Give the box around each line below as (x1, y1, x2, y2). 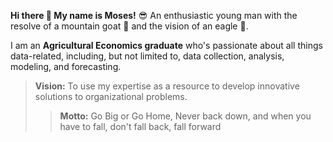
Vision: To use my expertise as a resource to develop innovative (34, 80, 300, 92)
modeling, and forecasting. (10, 61, 122, 72)
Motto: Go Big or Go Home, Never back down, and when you (59, 110, 312, 122)
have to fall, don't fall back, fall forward (59, 121, 222, 132)
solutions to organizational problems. (34, 91, 188, 102)
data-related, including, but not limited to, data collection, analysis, (10, 50, 285, 62)
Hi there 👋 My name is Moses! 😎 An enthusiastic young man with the (10, 10, 298, 21)
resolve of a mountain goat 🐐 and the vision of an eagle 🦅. (10, 20, 249, 32)
